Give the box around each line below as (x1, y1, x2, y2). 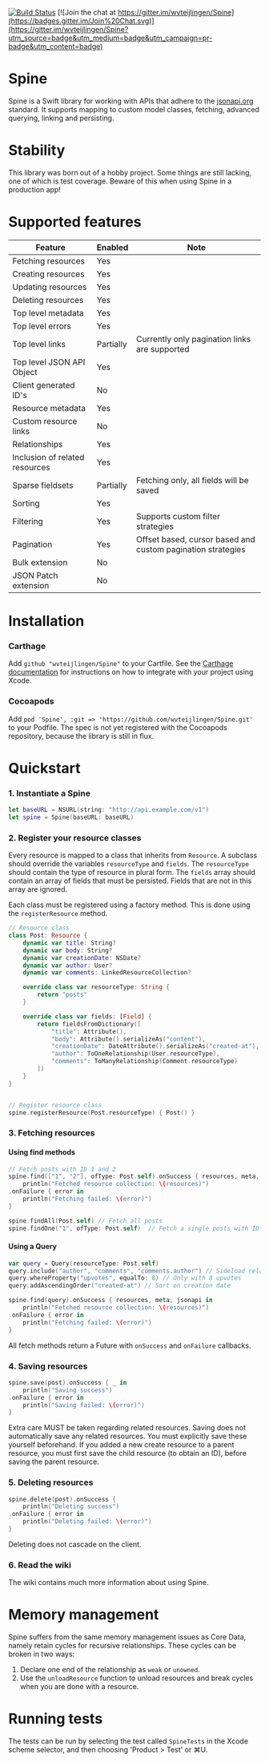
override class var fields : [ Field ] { (22, 1012, 152, 1021)
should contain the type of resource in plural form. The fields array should (8, 868, 256, 877)
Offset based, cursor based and (135, 534, 256, 545)
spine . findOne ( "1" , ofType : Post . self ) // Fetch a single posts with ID (8, 1224, 260, 1232)
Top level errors (12, 321, 72, 332)
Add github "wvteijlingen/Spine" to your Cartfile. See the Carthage (8, 659, 234, 668)
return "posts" (37, 990, 88, 999)
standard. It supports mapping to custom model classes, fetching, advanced (8, 104, 260, 114)
